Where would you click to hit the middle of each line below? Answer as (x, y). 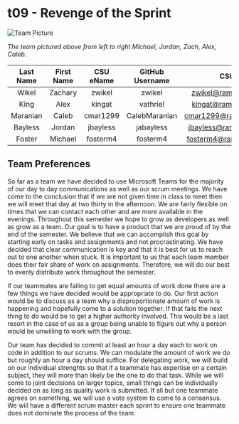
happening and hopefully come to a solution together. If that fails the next (115, 308)
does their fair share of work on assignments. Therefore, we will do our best (118, 264)
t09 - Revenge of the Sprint (90, 13)
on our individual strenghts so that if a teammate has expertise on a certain (117, 367)
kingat (102, 104)
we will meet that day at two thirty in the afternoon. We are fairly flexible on (117, 203)
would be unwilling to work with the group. (70, 331)
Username (152, 80)
